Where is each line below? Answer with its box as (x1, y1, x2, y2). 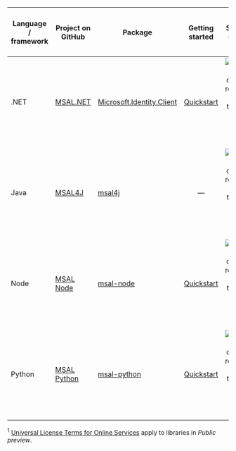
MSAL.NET (55, 97, 91, 107)
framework (11, 36, 49, 46)
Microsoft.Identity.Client (98, 97, 178, 107)
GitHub (60, 32, 86, 42)
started (188, 32, 214, 42)
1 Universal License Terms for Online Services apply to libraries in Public (7, 427, 216, 436)
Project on (55, 23, 91, 32)
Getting (188, 23, 214, 32)
